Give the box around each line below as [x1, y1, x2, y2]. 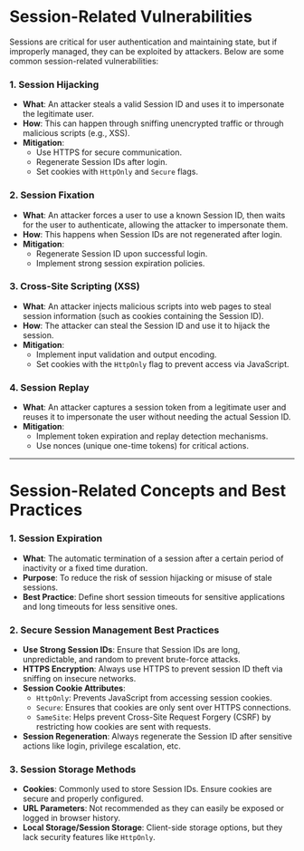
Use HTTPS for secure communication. [35, 147, 183, 158]
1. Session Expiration [9, 532, 102, 545]
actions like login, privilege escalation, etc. [22, 740, 181, 751]
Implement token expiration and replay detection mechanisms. [35, 430, 269, 441]
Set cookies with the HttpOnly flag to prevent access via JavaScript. [35, 358, 290, 369]
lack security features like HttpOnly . [22, 832, 156, 843]
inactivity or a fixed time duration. [22, 562, 148, 573]
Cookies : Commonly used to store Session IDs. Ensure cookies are [22, 784, 272, 795]
